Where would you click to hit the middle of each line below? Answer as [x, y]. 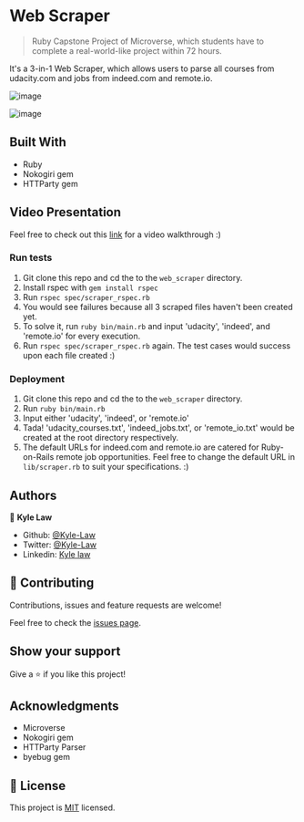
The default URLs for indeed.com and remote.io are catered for [141, 447]
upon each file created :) [69, 355]
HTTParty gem [51, 183]
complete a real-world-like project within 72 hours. [127, 50]
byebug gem [46, 757]
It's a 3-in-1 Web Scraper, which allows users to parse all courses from [142, 68]
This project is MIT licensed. [62, 807]
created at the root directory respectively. [101, 438]
